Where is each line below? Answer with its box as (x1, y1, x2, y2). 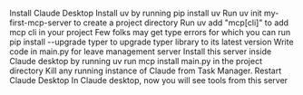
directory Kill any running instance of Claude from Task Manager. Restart (9, 65, 282, 76)
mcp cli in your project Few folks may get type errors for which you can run (9, 27, 291, 37)
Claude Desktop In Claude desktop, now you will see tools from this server (9, 75, 288, 85)
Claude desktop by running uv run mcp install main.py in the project (9, 56, 263, 66)
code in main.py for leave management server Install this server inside (9, 46, 272, 57)
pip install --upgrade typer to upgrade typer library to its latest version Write (9, 36, 294, 47)
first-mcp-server (9, 17, 73, 28)
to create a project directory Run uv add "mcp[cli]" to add (73, 17, 288, 28)
